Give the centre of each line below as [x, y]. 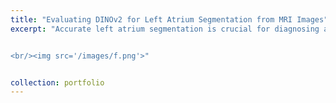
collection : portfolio [57, 82]
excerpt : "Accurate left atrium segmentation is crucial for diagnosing [165, 29]
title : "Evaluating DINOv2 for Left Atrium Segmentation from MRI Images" [169, 19]
